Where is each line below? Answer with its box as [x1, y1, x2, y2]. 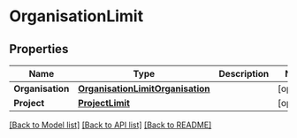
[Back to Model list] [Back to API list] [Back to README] [9, 119, 212, 130]
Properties [9, 42, 69, 57]
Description [218, 68, 270, 80]
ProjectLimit [78, 97, 131, 109]
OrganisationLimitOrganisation [78, 82, 210, 95]
